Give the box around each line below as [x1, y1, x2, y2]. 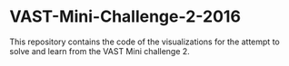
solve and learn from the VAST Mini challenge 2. [9, 45, 191, 56]
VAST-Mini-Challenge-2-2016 [9, 6, 241, 27]
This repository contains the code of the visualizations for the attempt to [9, 36, 280, 47]
